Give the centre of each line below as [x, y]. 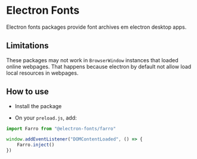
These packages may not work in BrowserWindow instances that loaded [93, 60]
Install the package [38, 106]
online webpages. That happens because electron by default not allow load [99, 66]
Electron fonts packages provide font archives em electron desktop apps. [96, 27]
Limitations [27, 46]
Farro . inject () [36, 145]
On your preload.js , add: [46, 118]
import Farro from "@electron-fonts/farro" [61, 129]
